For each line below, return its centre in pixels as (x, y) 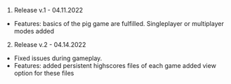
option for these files (44, 73)
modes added (34, 31)
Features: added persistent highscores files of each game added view (115, 65)
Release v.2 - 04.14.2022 (50, 44)
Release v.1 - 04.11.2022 (48, 10)
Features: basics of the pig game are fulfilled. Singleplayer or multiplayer (119, 23)
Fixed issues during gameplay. (58, 58)
